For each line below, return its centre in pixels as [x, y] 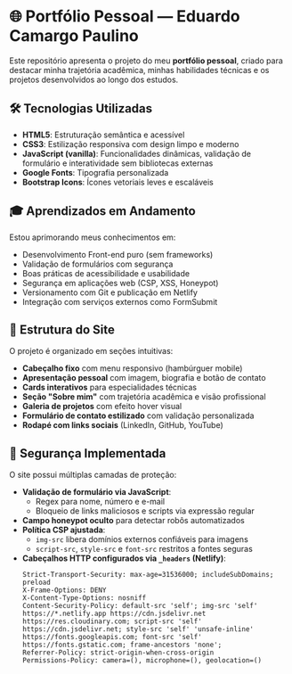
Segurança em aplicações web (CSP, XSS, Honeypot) [120, 283]
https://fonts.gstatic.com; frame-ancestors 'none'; [122, 645]
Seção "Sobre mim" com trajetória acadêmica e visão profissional [144, 397]
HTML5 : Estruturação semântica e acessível [103, 135]
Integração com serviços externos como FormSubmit [120, 301]
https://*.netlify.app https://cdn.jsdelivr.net [114, 614]
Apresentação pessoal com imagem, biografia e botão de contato [144, 378]
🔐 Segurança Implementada [88, 453]
